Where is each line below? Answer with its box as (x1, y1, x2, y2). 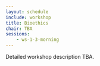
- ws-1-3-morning (16, 37, 60, 43)
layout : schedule (5, 8, 49, 15)
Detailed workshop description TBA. (5, 53, 95, 60)
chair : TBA (5, 25, 33, 32)
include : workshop (5, 14, 51, 20)
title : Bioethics (5, 20, 49, 26)
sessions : (5, 31, 30, 37)
